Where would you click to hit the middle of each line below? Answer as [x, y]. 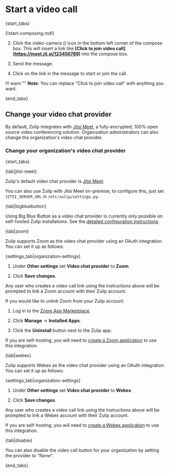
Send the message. [33, 63]
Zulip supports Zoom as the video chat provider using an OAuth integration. [84, 241]
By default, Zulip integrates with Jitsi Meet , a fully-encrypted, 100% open [82, 126]
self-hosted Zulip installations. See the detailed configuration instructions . [82, 222]
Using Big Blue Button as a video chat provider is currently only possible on [84, 216]
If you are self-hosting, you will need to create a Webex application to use [82, 425]
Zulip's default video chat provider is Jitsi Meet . [55, 181]
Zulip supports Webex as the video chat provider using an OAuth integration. [85, 366]
